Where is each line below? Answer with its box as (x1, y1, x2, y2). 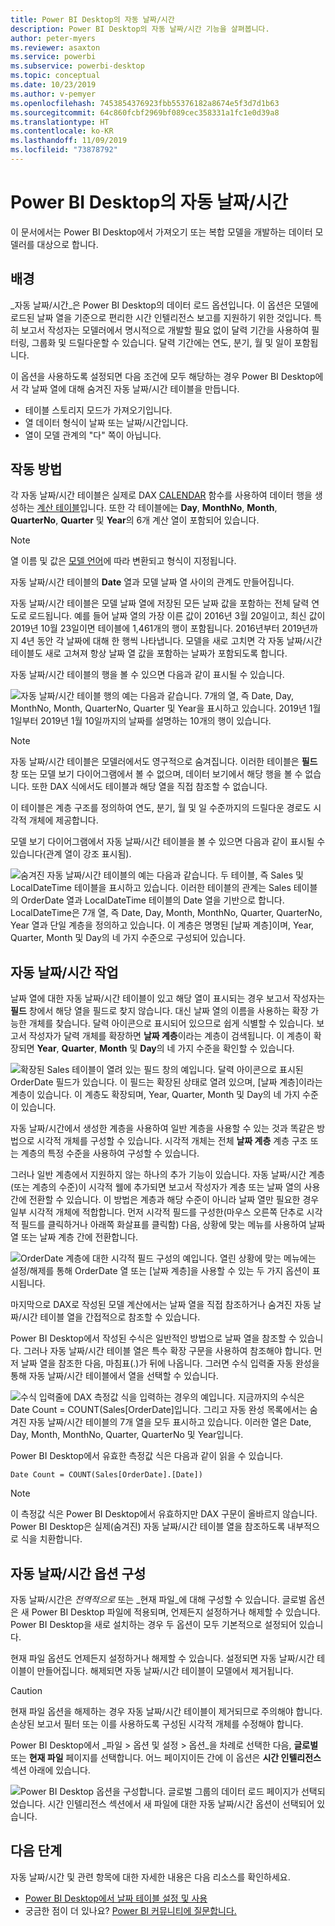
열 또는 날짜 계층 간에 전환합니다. (10, 1231, 139, 1243)
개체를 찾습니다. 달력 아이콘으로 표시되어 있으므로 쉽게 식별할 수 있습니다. (28, 1017, 315, 1030)
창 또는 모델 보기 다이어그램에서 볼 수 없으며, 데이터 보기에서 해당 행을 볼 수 (10, 768, 303, 780)
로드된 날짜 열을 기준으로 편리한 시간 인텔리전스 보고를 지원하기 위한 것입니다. (10, 311, 312, 323)
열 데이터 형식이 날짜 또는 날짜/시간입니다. (24, 416, 189, 428)
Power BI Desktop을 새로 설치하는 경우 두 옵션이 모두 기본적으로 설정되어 (10, 1619, 297, 1631)
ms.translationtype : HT (10, 117, 110, 127)
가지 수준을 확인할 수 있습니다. (177, 1042, 295, 1055)
